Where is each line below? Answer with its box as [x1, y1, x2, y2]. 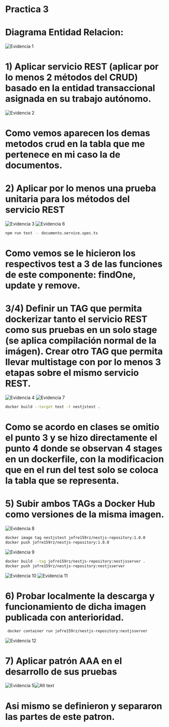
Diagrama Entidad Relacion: [5, 27, 124, 38]
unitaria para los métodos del [5, 193, 130, 205]
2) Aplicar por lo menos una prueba [5, 183, 156, 194]
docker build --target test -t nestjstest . [5, 405, 100, 410]
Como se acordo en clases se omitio [5, 421, 160, 433]
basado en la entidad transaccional [5, 82, 155, 94]
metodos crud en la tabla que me [5, 138, 145, 150]
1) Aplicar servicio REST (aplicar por [5, 61, 159, 73]
